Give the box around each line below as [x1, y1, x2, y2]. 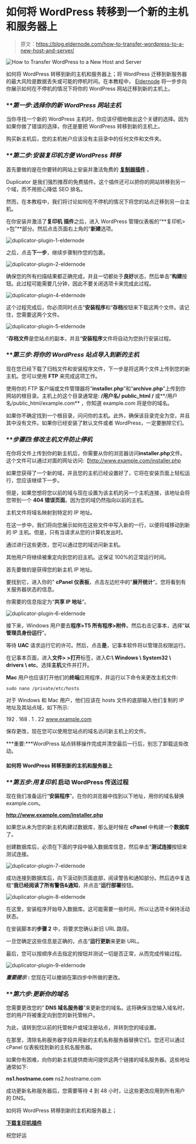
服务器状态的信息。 [10, 586, 57, 593]
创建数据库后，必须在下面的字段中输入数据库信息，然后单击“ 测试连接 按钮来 [6, 843, 188, 850]
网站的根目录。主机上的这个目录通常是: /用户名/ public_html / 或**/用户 [6, 392, 178, 399]
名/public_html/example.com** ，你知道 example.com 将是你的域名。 [6, 399, 173, 407]
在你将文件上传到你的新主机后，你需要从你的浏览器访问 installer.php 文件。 [6, 450, 185, 457]
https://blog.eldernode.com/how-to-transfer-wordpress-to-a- [36, 40, 185, 47]
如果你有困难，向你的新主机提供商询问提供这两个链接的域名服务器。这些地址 [6, 1056, 190, 1063]
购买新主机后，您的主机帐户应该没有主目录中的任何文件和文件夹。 [6, 135, 164, 142]
